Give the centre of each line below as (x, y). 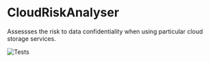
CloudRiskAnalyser (63, 13)
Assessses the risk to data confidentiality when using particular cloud (105, 31)
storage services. (31, 38)
